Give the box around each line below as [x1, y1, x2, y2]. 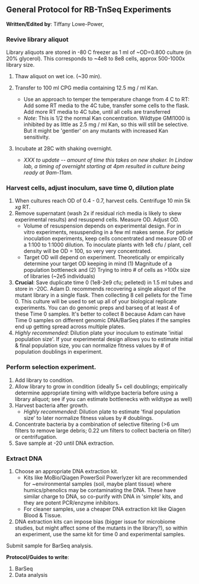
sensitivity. [23, 133, 50, 141]
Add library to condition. [14, 376, 74, 384]
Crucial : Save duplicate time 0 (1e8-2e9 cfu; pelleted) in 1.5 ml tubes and [14, 279, 193, 286]
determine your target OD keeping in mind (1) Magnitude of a [23, 260, 172, 267]
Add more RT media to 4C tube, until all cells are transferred [23, 108, 171, 115]
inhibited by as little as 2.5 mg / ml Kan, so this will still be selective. [23, 121, 188, 128]
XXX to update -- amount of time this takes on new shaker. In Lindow [23, 156, 193, 163]
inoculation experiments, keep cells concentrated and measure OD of [23, 235, 193, 242]
